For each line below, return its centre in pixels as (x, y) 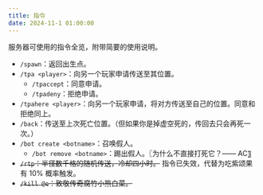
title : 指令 (27, 16)
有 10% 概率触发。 (50, 173)
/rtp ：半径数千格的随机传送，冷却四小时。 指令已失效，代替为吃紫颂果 (136, 163)
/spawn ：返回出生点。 (55, 64)
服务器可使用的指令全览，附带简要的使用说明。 (85, 47)
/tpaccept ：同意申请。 (69, 84)
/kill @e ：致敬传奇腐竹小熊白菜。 (76, 183)
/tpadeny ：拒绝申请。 (67, 93)
